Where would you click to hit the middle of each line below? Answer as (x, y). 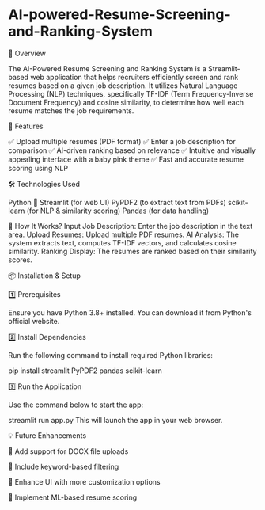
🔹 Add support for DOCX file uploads (68, 451)
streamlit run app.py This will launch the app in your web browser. (115, 420)
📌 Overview (27, 53)
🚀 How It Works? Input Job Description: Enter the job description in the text (131, 226)
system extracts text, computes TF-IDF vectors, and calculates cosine (123, 242)
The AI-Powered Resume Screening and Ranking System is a (108, 68)
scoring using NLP (38, 168)
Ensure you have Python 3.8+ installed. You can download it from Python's (130, 312)
